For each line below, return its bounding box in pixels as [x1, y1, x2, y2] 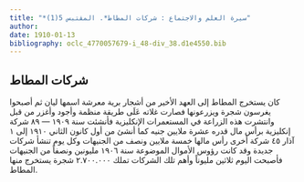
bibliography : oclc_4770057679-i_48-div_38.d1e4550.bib [9, 38, 226, 48]
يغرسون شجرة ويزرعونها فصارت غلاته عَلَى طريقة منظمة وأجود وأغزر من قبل [9, 106, 271, 117]
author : [9, 22, 39, 31]
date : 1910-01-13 [9, 30, 76, 39]
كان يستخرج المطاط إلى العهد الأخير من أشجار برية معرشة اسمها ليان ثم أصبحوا [9, 96, 280, 107]
